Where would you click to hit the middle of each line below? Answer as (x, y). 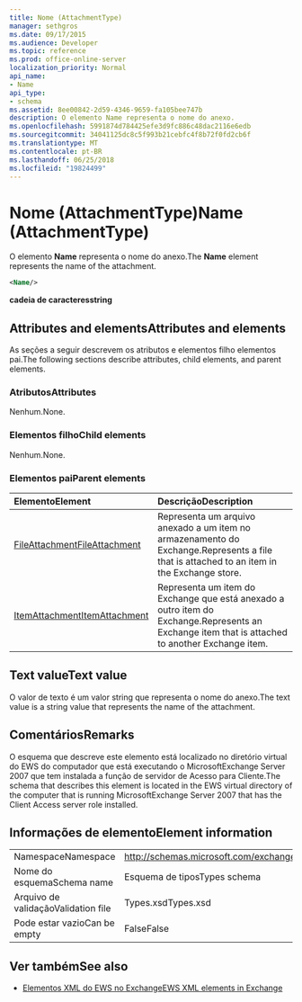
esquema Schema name (64, 882)
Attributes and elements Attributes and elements (147, 328)
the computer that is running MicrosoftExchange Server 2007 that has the (146, 795)
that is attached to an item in (217, 561)
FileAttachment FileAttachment (77, 544)
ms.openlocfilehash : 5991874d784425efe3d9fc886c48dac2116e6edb (130, 127)
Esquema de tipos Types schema (193, 877)
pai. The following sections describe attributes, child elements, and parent (145, 359)
